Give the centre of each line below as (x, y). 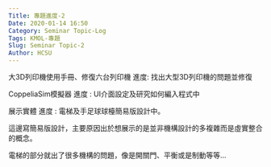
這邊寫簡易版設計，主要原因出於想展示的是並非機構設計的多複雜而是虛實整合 (135, 128)
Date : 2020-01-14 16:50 (48, 23)
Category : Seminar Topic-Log (57, 31)
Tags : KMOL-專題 (34, 38)
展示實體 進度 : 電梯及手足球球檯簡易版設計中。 (87, 111)
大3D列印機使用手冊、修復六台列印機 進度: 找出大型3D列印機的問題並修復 (130, 77)
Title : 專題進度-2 (37, 16)
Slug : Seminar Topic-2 (46, 46)
